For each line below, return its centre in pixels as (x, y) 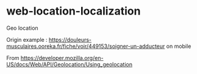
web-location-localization (73, 11)
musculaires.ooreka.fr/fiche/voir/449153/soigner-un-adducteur (86, 46)
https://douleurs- (70, 39)
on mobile (179, 46)
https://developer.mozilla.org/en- (62, 58)
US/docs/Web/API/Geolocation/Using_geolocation (70, 64)
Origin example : (27, 39)
